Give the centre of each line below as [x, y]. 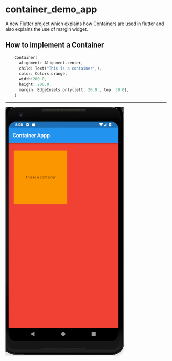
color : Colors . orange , [43, 74]
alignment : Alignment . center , [51, 63]
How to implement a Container [55, 45]
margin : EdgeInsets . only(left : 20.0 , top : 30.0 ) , [74, 90]
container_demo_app [51, 9]
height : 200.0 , [35, 85]
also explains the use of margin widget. [47, 29]
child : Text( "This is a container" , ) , [60, 68]
